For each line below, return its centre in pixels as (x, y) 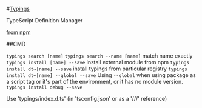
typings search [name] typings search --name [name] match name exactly (99, 56)
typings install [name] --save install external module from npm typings (98, 62)
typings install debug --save (45, 87)
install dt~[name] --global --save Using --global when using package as (101, 75)
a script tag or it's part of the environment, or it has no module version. (95, 82)
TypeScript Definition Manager (45, 20)
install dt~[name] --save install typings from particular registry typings (97, 69)
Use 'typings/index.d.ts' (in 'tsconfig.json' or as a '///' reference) (87, 99)
